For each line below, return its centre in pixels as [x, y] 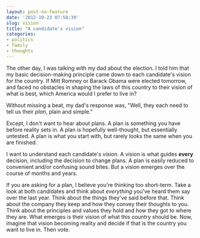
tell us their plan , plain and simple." [50, 111]
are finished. [22, 142]
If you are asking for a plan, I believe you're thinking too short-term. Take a [98, 185]
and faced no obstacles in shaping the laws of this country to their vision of [99, 87]
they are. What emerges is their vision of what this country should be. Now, [99, 216]
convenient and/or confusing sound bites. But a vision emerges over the [95, 166]
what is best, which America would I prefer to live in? [71, 93]
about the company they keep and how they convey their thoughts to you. [98, 204]
